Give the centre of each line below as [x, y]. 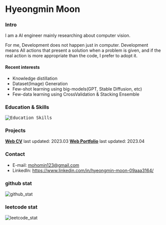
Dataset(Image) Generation [40, 84]
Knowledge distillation [35, 78]
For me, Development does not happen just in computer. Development [77, 45]
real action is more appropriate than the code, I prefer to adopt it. [71, 56]
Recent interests [23, 67]
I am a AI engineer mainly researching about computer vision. [68, 35]
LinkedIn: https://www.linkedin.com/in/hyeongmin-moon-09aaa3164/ [83, 170]
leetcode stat [22, 207]
